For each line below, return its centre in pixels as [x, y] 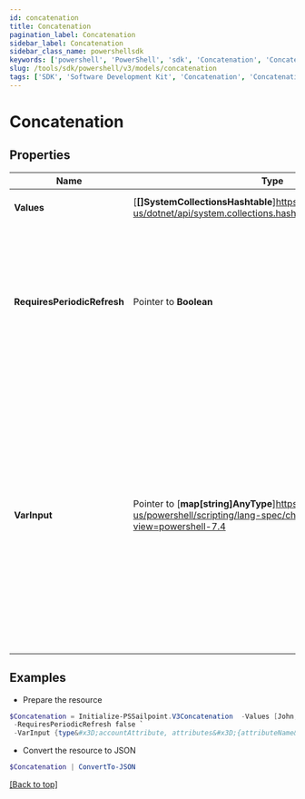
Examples [38, 678]
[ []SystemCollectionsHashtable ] [205, 202]
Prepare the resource [62, 699]
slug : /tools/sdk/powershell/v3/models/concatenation [113, 69]
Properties [40, 155]
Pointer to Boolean [173, 301]
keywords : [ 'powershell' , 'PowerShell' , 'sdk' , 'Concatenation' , [135, 60]
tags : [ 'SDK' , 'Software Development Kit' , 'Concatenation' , [128, 77]
